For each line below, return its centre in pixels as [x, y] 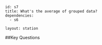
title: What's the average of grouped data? [51, 11]
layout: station [22, 28]
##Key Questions [23, 37]
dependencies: [20, 16]
